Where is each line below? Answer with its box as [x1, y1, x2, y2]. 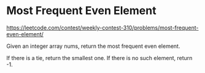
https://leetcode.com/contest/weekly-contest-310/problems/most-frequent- [6, 24, 199, 31]
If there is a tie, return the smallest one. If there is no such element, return [6, 54, 193, 61]
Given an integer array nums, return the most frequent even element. [6, 42, 180, 50]
